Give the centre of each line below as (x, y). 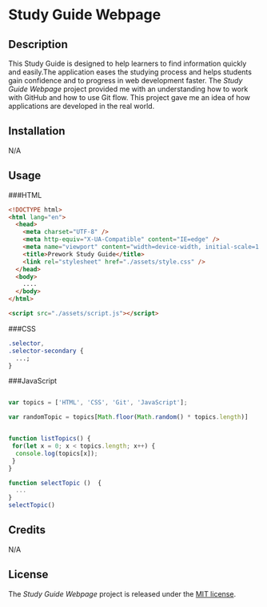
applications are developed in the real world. (82, 106)
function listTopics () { (50, 439)
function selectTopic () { (55, 483)
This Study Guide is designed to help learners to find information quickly (128, 63)
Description (38, 44)
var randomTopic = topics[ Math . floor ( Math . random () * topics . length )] (128, 417)
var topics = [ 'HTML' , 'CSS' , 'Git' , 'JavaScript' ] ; (98, 403)
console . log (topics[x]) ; (57, 453)
